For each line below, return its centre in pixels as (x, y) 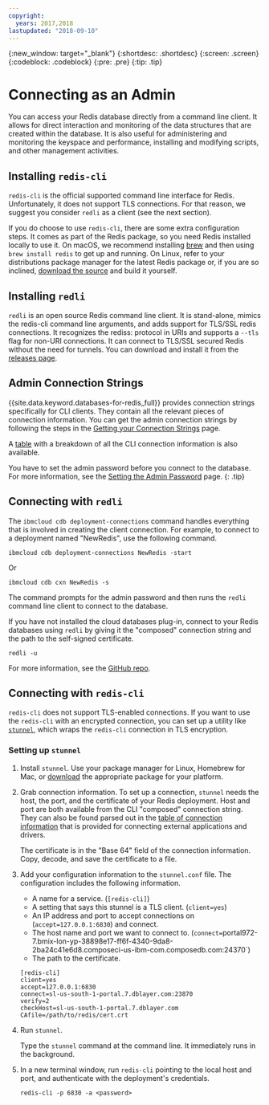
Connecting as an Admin (92, 94)
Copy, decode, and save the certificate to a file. (98, 858)
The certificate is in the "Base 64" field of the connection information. (135, 850)
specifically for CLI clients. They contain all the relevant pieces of (116, 411)
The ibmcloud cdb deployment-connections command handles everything (129, 521)
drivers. (33, 834)
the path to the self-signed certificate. (71, 638)
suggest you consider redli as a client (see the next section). (110, 213)
